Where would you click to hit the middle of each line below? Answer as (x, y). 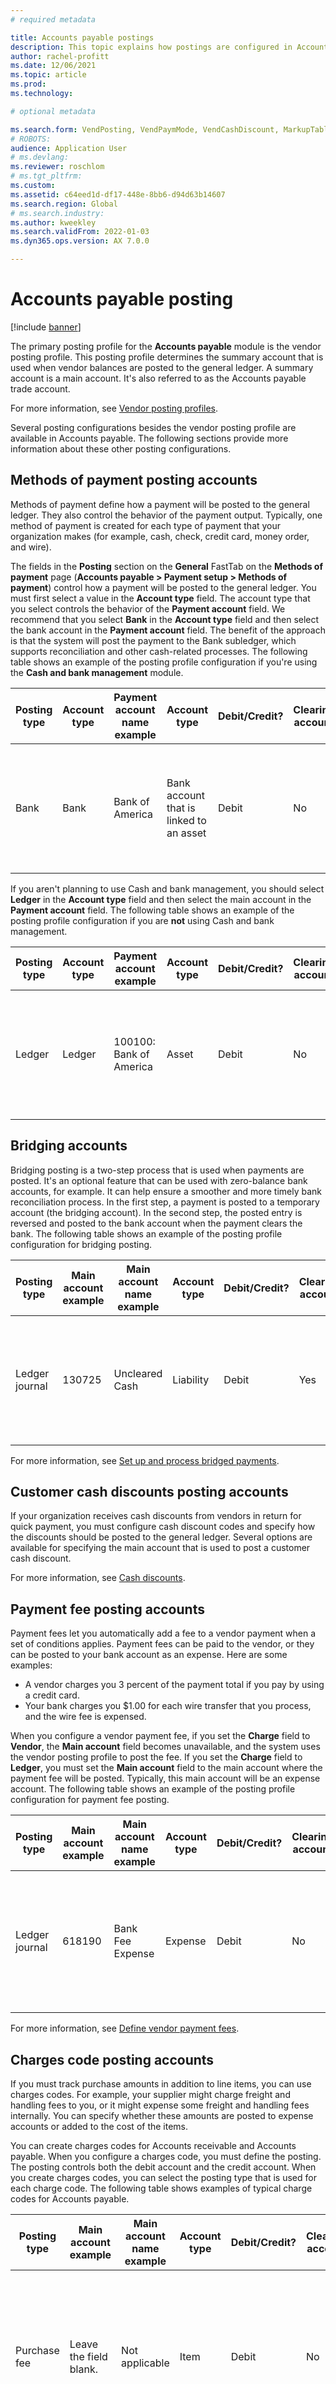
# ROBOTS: (31, 139)
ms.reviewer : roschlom (57, 167)
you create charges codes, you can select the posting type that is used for (163, 2177)
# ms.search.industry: (57, 213)
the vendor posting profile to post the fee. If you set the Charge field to (156, 1757)
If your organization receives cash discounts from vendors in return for (156, 1516)
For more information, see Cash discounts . (98, 1578)
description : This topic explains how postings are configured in (151, 47)
